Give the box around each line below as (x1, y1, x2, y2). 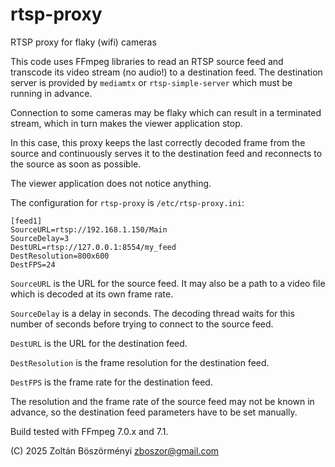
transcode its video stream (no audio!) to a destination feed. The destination (10, 66, 323, 78)
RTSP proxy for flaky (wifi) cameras (10, 36, 157, 48)
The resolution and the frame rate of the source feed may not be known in (10, 395, 315, 407)
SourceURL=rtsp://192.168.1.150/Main (10, 224, 168, 235)
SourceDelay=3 (10, 233, 70, 243)
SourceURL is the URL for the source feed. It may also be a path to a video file (10, 277, 326, 289)
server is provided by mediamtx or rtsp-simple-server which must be (10, 76, 293, 88)
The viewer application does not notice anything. (10, 177, 212, 189)
